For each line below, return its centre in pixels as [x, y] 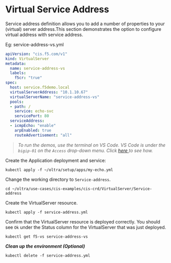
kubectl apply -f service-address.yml [47, 212]
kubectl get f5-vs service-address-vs [47, 237]
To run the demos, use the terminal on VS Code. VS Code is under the [92, 145]
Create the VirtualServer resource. [41, 203]
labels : [18, 73]
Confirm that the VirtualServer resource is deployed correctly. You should [83, 221]
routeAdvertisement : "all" [43, 135]
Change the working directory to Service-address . [58, 179]
